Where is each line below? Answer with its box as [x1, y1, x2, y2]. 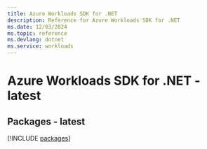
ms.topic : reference [7, 29, 68, 37]
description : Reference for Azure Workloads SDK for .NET [7, 17, 180, 24]
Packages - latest [7, 115, 86, 127]
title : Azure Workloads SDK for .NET [7, 10, 118, 17]
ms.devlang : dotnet [7, 36, 65, 43]
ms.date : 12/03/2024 [7, 23, 68, 30]
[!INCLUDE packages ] [7, 134, 71, 142]
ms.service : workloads [7, 43, 74, 50]
